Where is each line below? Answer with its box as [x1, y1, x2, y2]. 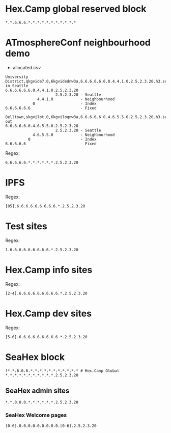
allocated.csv [12, 64, 41, 70]
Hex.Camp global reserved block [5, 3, 147, 15]
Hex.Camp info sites [5, 264, 93, 276]
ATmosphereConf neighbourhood [5, 37, 151, 48]
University [5, 74, 28, 79]
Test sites [5, 221, 47, 232]
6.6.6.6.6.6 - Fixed [5, 105, 97, 111]
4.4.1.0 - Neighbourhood [37, 96, 115, 102]
